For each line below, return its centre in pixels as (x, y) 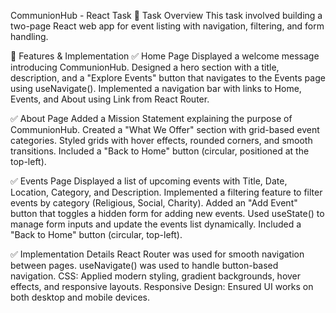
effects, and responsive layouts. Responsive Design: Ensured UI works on (162, 286)
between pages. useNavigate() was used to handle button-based (144, 265)
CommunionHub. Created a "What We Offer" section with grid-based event (165, 129)
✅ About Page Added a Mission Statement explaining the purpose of (151, 118)
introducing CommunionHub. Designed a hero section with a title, (145, 67)
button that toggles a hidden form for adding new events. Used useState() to (167, 213)
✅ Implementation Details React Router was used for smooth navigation (157, 254)
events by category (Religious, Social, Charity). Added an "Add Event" (154, 203)
